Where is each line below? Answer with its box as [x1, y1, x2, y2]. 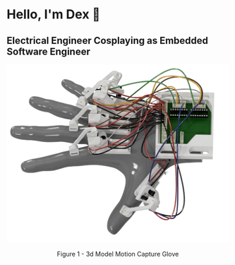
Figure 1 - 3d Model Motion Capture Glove [56, 250, 179, 259]
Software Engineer [6, 45, 91, 57]
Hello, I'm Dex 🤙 [6, 6, 101, 23]
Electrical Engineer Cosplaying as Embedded [6, 35, 209, 47]
